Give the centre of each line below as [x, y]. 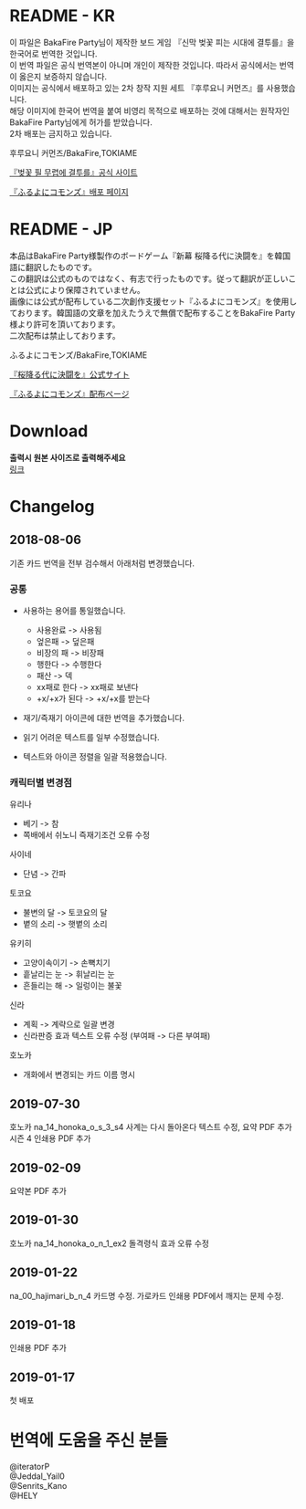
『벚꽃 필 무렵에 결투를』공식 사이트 [74, 172]
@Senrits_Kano [38, 1486]
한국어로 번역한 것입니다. [53, 53]
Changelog [52, 507]
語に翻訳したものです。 [53, 267]
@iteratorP [30, 1467]
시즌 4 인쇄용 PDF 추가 [50, 1138]
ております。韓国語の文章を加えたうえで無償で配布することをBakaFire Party [153, 312]
